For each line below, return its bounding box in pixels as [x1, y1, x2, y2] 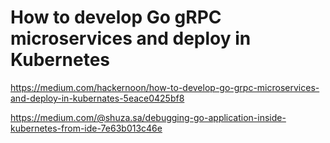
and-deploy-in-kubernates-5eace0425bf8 [10, 92, 185, 104]
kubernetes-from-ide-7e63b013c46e [10, 122, 163, 134]
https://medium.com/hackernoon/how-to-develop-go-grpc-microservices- [10, 81, 320, 93]
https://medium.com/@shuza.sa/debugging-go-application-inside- [10, 111, 287, 123]
